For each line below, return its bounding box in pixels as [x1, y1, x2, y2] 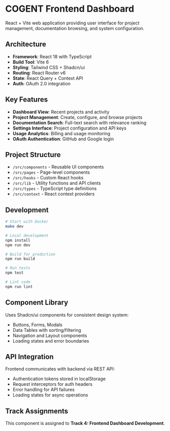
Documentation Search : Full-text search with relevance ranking [12, 119, 147, 126]
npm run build [5, 256, 36, 262]
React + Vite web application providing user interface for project [5, 20, 140, 26]
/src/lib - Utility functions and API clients [12, 180, 101, 186]
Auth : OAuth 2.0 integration [12, 80, 71, 86]
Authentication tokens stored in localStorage [12, 376, 106, 382]
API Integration [5, 353, 54, 361]
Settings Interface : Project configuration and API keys [12, 125, 127, 131]
